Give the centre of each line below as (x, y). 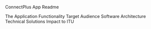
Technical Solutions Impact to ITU (40, 22)
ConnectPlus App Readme (32, 7)
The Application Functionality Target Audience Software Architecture (75, 16)
